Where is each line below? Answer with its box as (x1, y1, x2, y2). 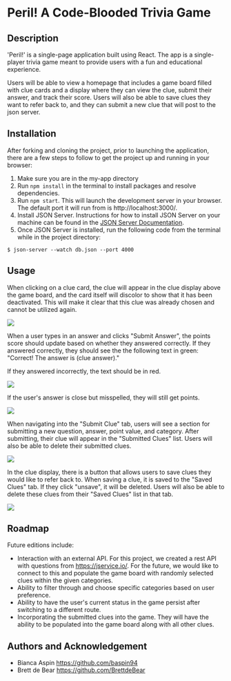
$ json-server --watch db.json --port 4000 (7, 246, 134, 253)
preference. (17, 591, 51, 600)
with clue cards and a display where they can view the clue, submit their (7, 86, 212, 94)
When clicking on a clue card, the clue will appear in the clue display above (7, 283, 221, 291)
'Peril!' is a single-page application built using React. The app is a (7, 50, 193, 59)
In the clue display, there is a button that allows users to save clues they (7, 468, 212, 476)
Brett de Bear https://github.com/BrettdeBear (17, 666, 146, 674)
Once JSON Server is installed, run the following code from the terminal (17, 226, 221, 234)
